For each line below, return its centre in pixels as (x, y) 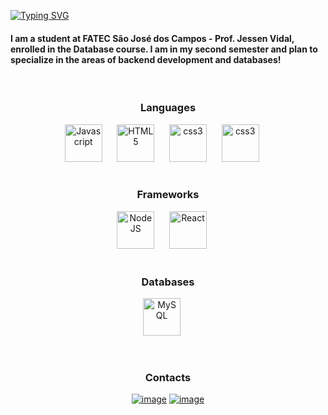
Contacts (168, 378)
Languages (168, 108)
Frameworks (168, 195)
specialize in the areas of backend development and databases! (146, 59)
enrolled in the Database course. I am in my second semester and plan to (164, 49)
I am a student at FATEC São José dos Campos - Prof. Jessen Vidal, (152, 38)
